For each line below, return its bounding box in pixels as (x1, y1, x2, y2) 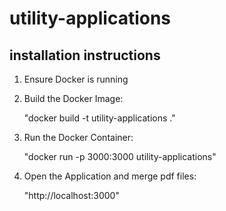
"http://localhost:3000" (23, 190, 120, 201)
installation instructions (9, 47, 161, 64)
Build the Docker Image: (23, 93, 124, 104)
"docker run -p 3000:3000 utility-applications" (23, 151, 217, 162)
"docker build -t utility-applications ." (23, 112, 176, 124)
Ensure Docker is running (23, 73, 129, 85)
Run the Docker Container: (23, 132, 134, 143)
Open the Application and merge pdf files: (23, 170, 197, 182)
